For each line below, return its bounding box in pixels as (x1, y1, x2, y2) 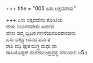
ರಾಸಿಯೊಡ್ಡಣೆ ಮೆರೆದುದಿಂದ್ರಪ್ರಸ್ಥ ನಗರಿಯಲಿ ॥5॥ (6, 49, 88, 55)
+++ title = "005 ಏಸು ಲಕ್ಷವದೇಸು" (6, 5, 76, 12)
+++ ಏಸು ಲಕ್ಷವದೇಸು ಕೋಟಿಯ (6, 17, 63, 23)
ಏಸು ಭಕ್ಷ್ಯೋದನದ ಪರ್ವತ (6, 36, 51, 43)
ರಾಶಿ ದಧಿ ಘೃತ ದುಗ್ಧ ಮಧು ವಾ (6, 43, 58, 49)
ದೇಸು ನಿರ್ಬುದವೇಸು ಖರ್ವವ (6, 23, 55, 29)
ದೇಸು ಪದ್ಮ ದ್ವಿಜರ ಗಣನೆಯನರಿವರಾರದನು (6, 29, 76, 36)
